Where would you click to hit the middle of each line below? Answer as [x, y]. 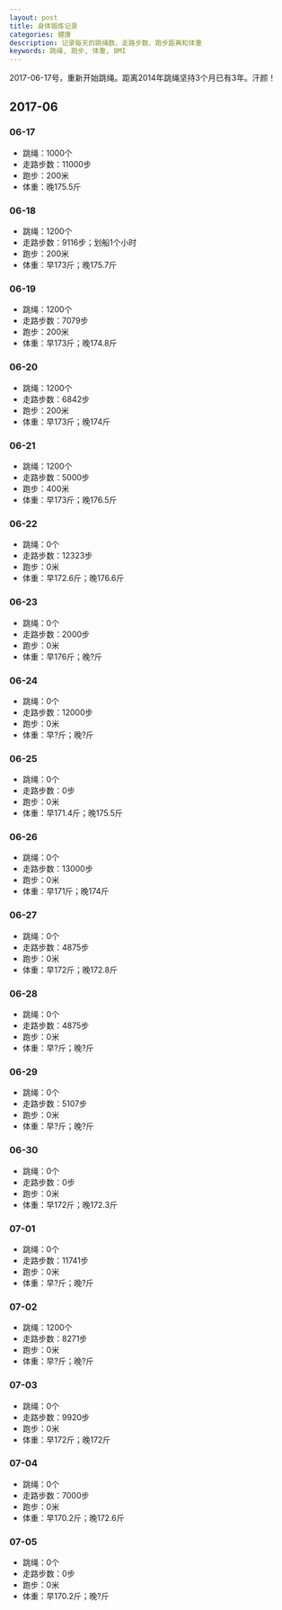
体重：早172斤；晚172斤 [66, 1439]
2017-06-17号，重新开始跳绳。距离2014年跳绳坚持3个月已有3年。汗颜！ [143, 78]
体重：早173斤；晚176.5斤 [70, 500]
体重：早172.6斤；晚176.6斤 [73, 578]
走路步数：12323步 [57, 556]
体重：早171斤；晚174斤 [66, 891]
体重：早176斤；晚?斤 [62, 657]
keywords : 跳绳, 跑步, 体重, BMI [68, 51]
